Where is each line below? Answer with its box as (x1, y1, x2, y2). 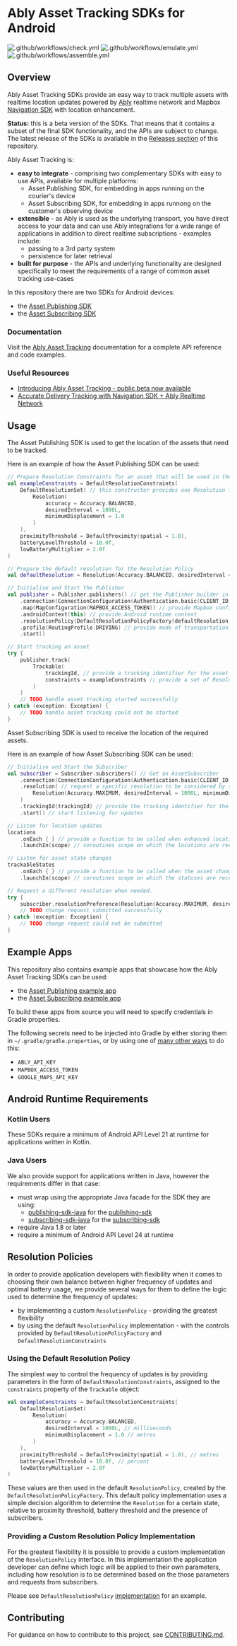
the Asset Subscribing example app (17, 994, 121, 1002)
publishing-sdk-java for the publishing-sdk (28, 1208, 152, 1216)
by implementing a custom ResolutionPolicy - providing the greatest (17, 1306, 217, 1314)
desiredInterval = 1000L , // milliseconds (44, 1425, 172, 1432)
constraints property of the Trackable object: (7, 1385, 140, 1393)
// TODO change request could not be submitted (20, 920, 162, 928)
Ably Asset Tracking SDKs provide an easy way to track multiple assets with (7, 90, 229, 98)
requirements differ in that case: (7, 1179, 101, 1187)
